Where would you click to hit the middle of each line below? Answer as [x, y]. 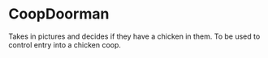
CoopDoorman [59, 14]
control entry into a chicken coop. [65, 44]
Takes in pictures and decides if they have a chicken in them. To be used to [134, 36]
